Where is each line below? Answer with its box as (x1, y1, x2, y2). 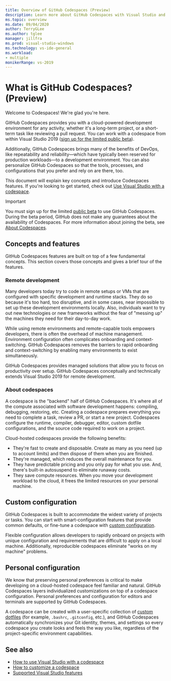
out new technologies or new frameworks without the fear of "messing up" (5, 310, 162, 316)
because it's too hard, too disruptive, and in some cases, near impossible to (5, 299, 164, 305)
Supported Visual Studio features (12, 670, 83, 676)
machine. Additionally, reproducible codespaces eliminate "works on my (5, 543, 157, 549)
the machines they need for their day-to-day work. (5, 315, 112, 322)
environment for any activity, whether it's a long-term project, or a (5, 125, 144, 131)
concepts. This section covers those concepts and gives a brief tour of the (5, 259, 162, 264)
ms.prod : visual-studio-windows (5, 41, 74, 46)
